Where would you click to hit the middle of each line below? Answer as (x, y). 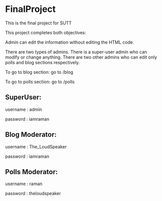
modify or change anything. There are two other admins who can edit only (81, 57)
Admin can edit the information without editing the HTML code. (70, 42)
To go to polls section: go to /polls (40, 82)
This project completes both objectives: (46, 32)
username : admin (24, 109)
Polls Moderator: (32, 172)
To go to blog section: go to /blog (39, 72)
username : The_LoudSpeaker (36, 147)
